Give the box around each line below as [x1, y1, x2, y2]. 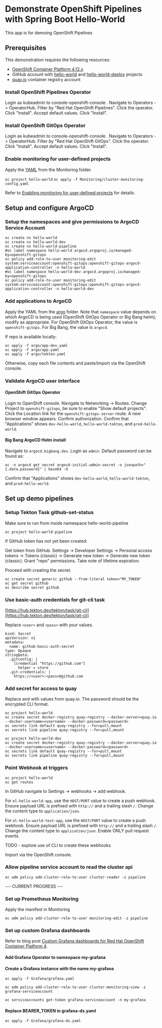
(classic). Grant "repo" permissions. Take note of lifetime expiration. [5, 558, 140, 564]
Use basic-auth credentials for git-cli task [5, 596, 105, 603]
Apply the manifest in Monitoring [5, 907, 70, 912]
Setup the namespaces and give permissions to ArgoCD [5, 218, 139, 225]
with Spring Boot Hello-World [5, 14, 125, 25]
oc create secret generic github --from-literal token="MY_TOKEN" [5, 577, 142, 582]
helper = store [17, 665, 49, 670]
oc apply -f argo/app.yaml [5, 347, 59, 352]
